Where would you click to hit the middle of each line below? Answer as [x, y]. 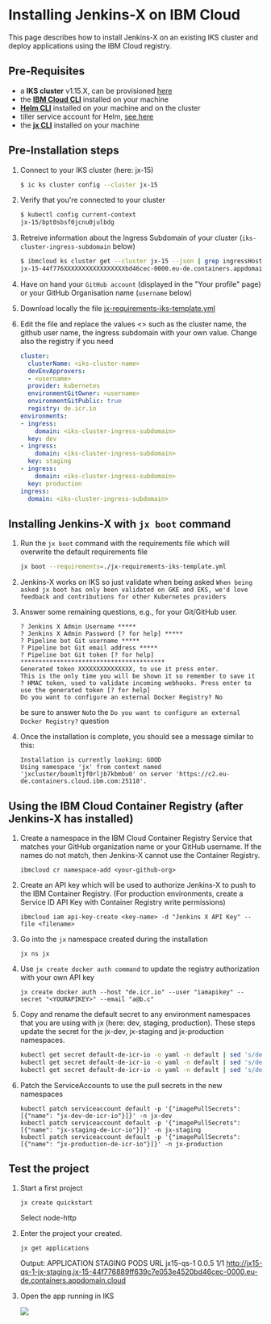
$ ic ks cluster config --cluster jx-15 [89, 185]
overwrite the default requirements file [84, 552]
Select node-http [48, 1218]
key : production [55, 483]
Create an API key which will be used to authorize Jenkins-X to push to [138, 885]
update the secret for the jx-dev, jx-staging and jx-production [122, 1031]
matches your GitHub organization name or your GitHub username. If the [141, 847]
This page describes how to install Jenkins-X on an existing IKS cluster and [133, 37]
